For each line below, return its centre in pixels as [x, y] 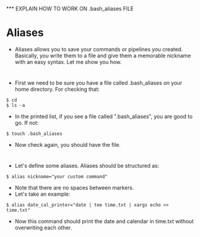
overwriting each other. [43, 228]
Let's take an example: [42, 194]
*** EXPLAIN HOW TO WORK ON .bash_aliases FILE [70, 9]
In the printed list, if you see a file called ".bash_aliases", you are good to [104, 116]
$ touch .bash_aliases [34, 134]
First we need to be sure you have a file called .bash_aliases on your [99, 83]
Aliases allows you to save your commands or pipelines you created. [99, 49]
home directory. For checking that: [57, 90]
